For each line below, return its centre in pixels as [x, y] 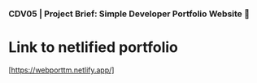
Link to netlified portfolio [94, 48]
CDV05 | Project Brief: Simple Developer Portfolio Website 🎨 [129, 14]
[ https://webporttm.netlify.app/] [61, 70]
